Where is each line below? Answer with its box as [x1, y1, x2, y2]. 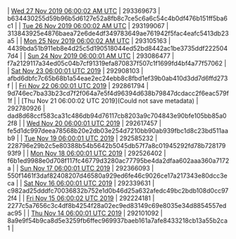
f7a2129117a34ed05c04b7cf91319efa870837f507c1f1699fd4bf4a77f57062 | [7, 59, 227, 67]
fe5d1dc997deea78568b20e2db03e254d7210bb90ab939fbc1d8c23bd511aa [7, 127, 229, 135]
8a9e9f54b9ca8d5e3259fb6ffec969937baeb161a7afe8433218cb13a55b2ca [7, 216, 228, 225]
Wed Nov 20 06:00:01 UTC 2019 [26, 119, 120, 127]
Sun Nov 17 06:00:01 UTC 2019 [20, 164, 111, 172]
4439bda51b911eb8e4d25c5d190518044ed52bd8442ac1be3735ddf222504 [7, 44, 228, 52]
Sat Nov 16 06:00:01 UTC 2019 [23, 179, 113, 187]
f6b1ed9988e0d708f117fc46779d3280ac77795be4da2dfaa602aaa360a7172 [7, 157, 230, 165]
